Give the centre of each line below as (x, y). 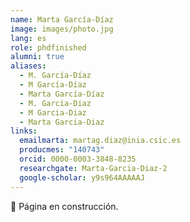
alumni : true (37, 57)
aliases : (28, 66)
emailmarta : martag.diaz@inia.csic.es (100, 141)
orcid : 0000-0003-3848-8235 (78, 159)
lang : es (28, 38)
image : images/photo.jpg (62, 29)
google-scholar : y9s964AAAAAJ (82, 177)
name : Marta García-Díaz (62, 19)
